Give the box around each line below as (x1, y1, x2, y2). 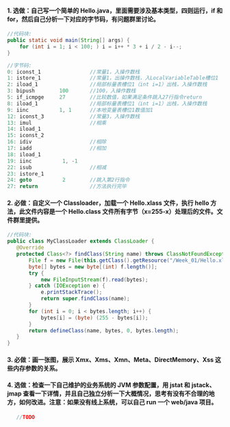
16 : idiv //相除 (7, 138, 107, 145)
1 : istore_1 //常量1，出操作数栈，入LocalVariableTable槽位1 (7, 75, 219, 82)
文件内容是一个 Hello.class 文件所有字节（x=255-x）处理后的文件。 (25, 207, 217, 215)
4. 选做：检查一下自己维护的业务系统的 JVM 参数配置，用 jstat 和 (7, 381, 190, 389)
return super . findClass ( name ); (40, 295, 130, 302)
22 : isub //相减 (7, 164, 107, 171)
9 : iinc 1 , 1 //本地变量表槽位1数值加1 (7, 106, 153, 113)
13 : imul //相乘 (7, 119, 107, 126)
